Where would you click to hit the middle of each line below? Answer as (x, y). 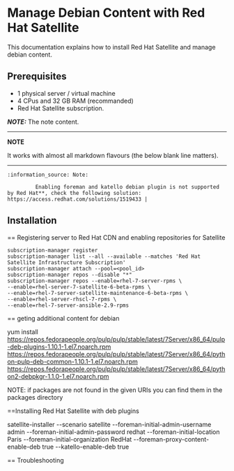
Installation (32, 220)
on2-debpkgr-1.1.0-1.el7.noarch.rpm (58, 376)
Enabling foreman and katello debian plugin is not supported (127, 187)
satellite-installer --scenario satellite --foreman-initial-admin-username (109, 424)
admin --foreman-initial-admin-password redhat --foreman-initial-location (114, 432)
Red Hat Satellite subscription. (61, 108)
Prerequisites (37, 77)
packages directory (35, 397)
